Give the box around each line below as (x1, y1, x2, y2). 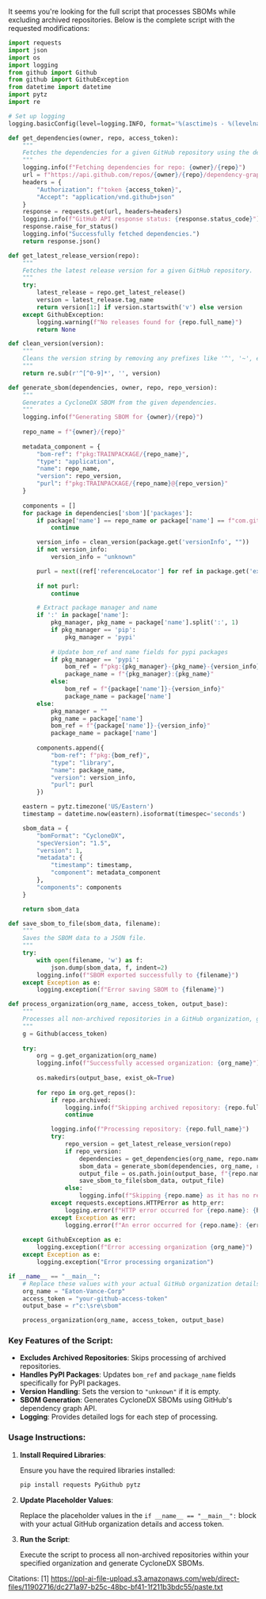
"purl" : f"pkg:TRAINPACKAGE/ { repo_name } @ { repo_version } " (36, 480, 228, 487)
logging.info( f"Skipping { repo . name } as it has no (78, 1192, 249, 1200)
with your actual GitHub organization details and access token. (19, 1519, 224, 1528)
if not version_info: (36, 545, 108, 554)
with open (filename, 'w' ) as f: (36, 956, 144, 964)
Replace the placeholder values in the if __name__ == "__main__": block (19, 1510, 257, 1520)
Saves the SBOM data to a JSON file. (22, 934, 147, 942)
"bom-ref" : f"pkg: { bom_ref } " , (50, 751, 150, 759)
